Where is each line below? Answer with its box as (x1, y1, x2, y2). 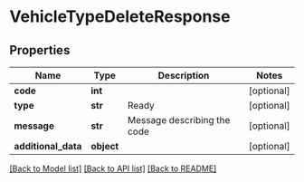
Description (157, 70, 210, 81)
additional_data (14, 140, 82, 152)
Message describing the (127, 114, 231, 126)
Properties (9, 43, 71, 58)
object (90, 140, 119, 152)
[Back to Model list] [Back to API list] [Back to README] (9, 163, 217, 174)
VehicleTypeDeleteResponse (9, 6, 231, 27)
